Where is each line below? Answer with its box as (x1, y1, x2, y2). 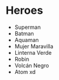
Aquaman (14, 36, 39, 43)
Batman (14, 29, 34, 37)
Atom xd (14, 68, 36, 75)
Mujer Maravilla (14, 43, 54, 50)
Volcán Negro (14, 61, 49, 69)
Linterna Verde (14, 49, 52, 56)
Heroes (5, 4, 43, 17)
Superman (14, 23, 41, 31)
